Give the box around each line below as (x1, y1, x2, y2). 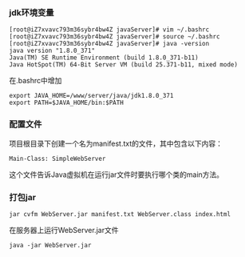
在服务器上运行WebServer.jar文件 (9, 225, 119, 235)
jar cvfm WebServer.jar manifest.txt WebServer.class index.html (9, 210, 231, 218)
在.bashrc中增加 (9, 76, 62, 86)
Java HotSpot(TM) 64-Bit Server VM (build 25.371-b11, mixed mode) (9, 61, 239, 69)
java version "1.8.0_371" (9, 46, 95, 55)
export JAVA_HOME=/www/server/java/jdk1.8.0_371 (9, 92, 174, 100)
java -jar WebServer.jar (9, 241, 92, 249)
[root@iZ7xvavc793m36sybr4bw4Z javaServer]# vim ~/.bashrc (9, 26, 210, 34)
